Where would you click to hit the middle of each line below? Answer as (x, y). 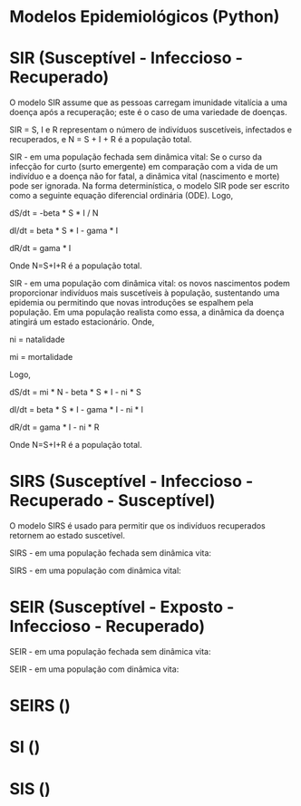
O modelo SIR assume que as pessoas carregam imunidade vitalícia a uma (149, 102)
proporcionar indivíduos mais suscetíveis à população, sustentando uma (145, 293)
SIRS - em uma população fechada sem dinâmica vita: (110, 553)
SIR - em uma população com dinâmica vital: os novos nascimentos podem (150, 284)
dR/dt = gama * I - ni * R (54, 427)
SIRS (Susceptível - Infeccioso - (131, 481)
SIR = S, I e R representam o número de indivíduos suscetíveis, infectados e (151, 130)
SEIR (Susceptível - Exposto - (122, 607)
